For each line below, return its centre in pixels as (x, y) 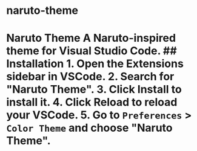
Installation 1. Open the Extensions (95, 64)
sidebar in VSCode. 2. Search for (90, 77)
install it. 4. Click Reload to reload (92, 102)
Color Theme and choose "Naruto (89, 128)
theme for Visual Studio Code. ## (92, 51)
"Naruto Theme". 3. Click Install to (94, 90)
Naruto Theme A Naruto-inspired (91, 38)
